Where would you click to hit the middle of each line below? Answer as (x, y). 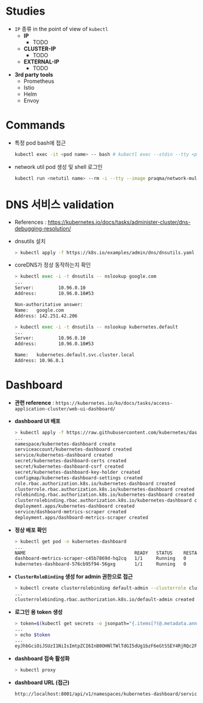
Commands (36, 125)
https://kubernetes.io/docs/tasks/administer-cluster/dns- (119, 222)
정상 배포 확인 (30, 530)
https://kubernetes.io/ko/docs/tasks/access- (114, 403)
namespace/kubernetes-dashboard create (65, 444)
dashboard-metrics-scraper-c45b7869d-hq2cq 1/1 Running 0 (100, 558)
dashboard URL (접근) (42, 682)
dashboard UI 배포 (37, 421)
